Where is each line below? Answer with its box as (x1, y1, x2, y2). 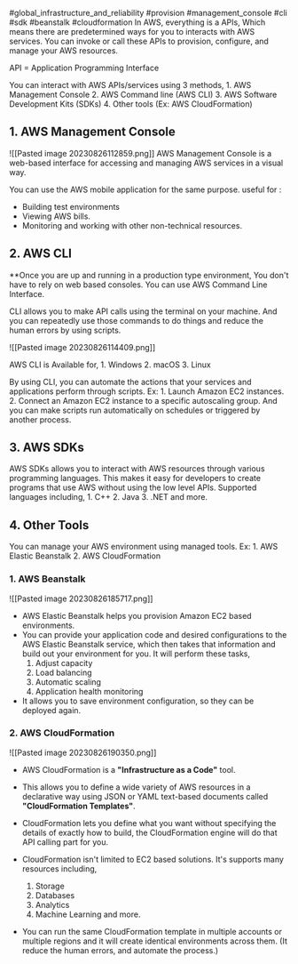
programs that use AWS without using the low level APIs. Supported (9, 482, 257, 493)
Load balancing (35, 667, 92, 678)
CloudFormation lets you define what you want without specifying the (21, 817, 277, 828)
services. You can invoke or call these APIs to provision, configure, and (9, 36, 269, 46)
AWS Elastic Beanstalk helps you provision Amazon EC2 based (21, 610, 252, 621)
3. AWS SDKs (9, 440, 84, 455)
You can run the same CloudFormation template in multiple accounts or (21, 926, 282, 936)
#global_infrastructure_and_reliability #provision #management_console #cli (9, 8, 288, 18)
